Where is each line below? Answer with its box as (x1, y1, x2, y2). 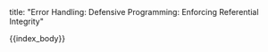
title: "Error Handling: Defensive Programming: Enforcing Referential (9, 7, 259, 17)
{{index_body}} (9, 33, 65, 43)
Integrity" (9, 16, 45, 26)
